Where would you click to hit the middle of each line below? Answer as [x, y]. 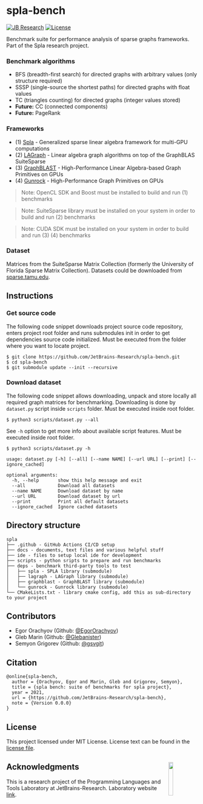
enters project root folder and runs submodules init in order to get [88, 333]
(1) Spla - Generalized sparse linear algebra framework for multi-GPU [101, 142]
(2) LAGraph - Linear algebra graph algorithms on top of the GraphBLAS [105, 154]
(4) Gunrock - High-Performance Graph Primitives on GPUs [89, 181]
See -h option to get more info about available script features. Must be [94, 431]
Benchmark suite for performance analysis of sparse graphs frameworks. [98, 39]
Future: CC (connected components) [61, 107]
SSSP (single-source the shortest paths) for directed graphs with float [102, 87]
